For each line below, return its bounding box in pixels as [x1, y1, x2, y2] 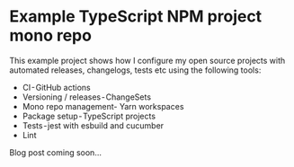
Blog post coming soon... [9, 146, 102, 158]
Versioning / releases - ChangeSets [22, 92, 151, 102]
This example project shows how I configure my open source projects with [9, 55, 286, 66]
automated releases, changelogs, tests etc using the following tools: [9, 65, 262, 75]
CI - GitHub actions [22, 82, 92, 92]
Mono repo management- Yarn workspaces [22, 101, 184, 111]
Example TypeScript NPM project [9, 6, 263, 27]
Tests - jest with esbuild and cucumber [22, 119, 165, 131]
